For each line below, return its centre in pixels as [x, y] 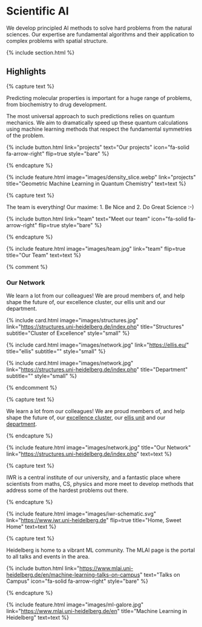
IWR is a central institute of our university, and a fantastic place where [93, 477]
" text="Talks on [160, 575]
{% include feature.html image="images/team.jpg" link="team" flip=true [96, 248]
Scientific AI [38, 11]
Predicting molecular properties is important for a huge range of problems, [99, 98]
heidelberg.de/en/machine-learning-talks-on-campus [73, 575]
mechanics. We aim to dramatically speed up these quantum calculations [97, 122]
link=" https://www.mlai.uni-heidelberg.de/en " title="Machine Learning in [97, 611]
